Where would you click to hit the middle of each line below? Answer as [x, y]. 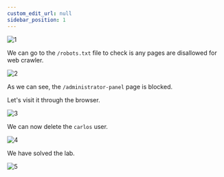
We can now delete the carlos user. [58, 126]
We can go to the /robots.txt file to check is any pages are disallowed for [112, 53]
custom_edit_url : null [40, 13]
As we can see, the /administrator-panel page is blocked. [90, 86]
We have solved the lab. [41, 153]
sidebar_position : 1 [37, 20]
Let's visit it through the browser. [54, 99]
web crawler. [25, 60]
